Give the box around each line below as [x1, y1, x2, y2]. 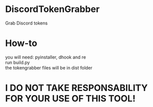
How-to [5, 37, 38, 49]
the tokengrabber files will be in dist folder [5, 64, 93, 70]
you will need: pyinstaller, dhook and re [5, 54, 86, 60]
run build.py [5, 59, 30, 65]
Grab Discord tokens [5, 20, 48, 26]
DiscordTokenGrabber [5, 3, 100, 15]
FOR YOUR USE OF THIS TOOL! [5, 93, 136, 104]
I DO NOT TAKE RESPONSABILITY [5, 82, 148, 93]
